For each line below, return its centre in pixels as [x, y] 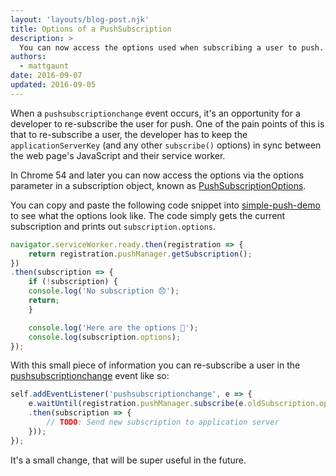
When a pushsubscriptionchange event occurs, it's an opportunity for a [155, 113]
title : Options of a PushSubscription [91, 29]
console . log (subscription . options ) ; [105, 337]
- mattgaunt [44, 66]
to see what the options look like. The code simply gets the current [148, 215]
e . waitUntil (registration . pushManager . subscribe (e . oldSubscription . [174, 404]
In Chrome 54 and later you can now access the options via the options [157, 175]
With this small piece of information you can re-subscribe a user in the [155, 365]
